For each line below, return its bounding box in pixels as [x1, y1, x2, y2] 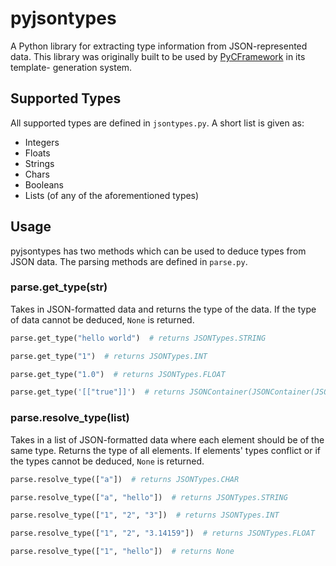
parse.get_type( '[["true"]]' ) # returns [10, 387, 186, 397]
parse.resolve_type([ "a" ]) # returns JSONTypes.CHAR [10, 474, 240, 484]
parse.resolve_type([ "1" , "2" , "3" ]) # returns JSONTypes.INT [10, 510, 280, 521]
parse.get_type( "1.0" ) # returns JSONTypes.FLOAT [10, 369, 226, 379]
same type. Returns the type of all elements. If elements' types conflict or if [10, 444, 321, 456]
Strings [24, 157, 55, 169]
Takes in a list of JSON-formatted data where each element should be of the [10, 433, 325, 446]
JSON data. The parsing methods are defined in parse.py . [10, 255, 248, 267]
